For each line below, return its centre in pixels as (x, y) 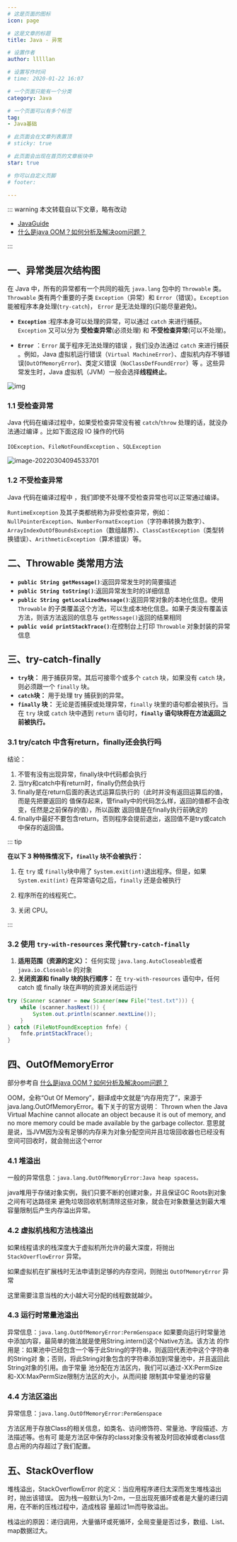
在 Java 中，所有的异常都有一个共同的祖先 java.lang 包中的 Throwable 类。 (116, 289)
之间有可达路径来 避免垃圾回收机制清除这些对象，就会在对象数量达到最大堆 (117, 1202)
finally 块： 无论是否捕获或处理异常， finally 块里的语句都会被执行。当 (123, 704)
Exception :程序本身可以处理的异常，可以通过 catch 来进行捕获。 (111, 322)
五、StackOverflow (51, 1471)
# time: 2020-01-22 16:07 (45, 79)
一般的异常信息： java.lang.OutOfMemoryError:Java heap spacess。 (104, 1178)
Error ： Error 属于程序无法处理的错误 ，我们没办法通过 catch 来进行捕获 (123, 345)
